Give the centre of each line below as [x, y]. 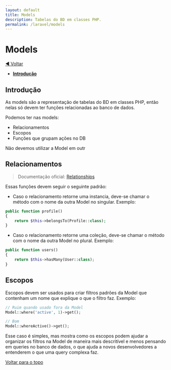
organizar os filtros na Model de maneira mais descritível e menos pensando [86, 341]
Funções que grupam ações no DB [49, 138]
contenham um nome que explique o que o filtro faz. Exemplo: [71, 298]
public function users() [32, 250]
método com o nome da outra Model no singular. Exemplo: [74, 202]
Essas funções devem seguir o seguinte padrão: [56, 186]
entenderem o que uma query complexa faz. [52, 352]
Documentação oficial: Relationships [56, 177]
